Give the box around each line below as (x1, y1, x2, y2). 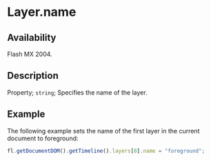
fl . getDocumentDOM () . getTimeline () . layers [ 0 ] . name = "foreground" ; (7, 147, 205, 154)
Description (7, 70, 59, 82)
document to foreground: (7, 134, 79, 142)
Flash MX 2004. (7, 50, 53, 58)
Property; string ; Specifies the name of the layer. (7, 88, 148, 97)
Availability (7, 32, 57, 44)
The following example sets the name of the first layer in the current (7, 126, 200, 135)
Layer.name (7, 4, 77, 20)
